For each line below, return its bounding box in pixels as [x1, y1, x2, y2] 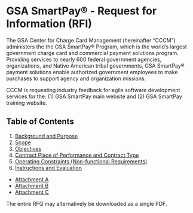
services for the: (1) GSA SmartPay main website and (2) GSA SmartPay [6, 93, 182, 100]
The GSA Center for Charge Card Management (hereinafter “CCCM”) [6, 36, 176, 44]
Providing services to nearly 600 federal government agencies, [6, 56, 162, 63]
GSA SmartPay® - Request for [6, 4, 157, 18]
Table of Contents [6, 117, 75, 127]
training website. [6, 99, 47, 106]
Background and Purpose [14, 132, 78, 139]
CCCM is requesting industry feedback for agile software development [6, 86, 180, 93]
